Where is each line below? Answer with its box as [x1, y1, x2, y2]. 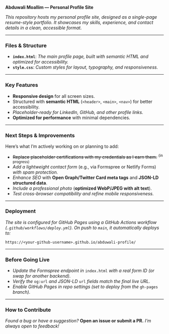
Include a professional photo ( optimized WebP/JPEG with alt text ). [12, 185, 152, 191]
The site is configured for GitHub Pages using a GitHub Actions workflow [5, 219, 157, 225]
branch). [12, 289, 31, 295]
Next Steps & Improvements [5, 132, 75, 139]
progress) [12, 159, 30, 164]
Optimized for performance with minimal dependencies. [12, 115, 131, 121]
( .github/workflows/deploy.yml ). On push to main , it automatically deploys [5, 225, 159, 231]
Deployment [5, 208, 36, 215]
